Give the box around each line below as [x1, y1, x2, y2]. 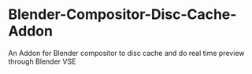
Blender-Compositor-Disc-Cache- [8, 6, 237, 24]
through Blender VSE [8, 57, 76, 66]
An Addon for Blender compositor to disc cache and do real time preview [8, 48, 245, 57]
